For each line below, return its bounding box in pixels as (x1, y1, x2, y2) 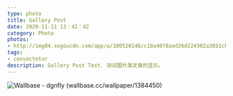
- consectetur (7, 56, 49, 63)
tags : (7, 49, 23, 56)
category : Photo (7, 29, 54, 37)
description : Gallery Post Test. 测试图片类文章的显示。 (7, 62, 164, 69)
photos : (7, 36, 30, 43)
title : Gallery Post (7, 17, 67, 24)
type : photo (7, 10, 42, 17)
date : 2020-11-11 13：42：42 (7, 23, 89, 30)
